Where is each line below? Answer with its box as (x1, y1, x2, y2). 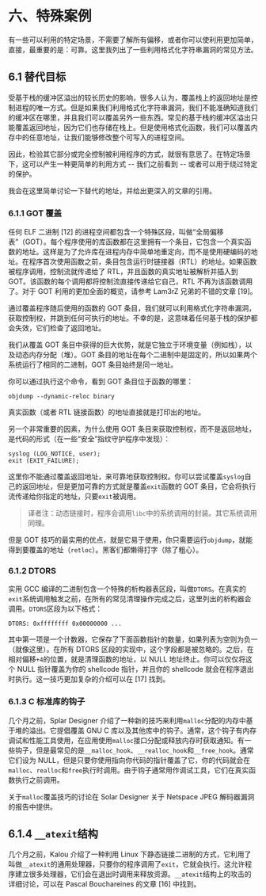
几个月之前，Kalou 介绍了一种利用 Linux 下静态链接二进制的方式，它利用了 (8, 849, 252, 860)
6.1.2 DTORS (8, 565, 57, 576)
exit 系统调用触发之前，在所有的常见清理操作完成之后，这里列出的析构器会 (8, 594, 252, 604)
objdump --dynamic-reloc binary (8, 393, 115, 401)
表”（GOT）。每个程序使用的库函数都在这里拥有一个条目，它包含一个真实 (8, 237, 245, 246)
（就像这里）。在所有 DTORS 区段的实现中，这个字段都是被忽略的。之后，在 (8, 645, 254, 654)
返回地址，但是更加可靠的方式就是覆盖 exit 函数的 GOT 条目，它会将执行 (21, 482, 256, 491)
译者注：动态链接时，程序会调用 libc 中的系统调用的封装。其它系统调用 (27, 509, 257, 518)
